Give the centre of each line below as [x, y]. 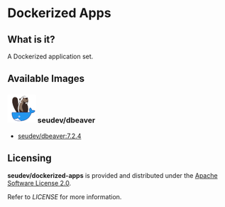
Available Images [46, 79]
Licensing [29, 158]
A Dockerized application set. [50, 56]
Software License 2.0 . [39, 183]
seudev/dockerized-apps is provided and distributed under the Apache [112, 175]
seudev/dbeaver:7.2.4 [49, 136]
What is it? [31, 39]
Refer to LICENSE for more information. [65, 196]
